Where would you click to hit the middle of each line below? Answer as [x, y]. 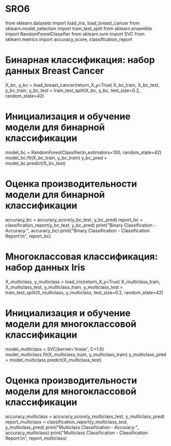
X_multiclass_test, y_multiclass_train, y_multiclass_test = [64, 287]
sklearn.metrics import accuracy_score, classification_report [69, 39]
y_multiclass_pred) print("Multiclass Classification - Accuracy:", [72, 427]
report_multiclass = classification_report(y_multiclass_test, [67, 421]
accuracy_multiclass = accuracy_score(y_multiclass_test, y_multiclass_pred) [85, 416]
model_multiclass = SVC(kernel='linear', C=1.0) [55, 349]
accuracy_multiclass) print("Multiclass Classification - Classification [77, 433]
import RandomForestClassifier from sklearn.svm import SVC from [75, 34]
